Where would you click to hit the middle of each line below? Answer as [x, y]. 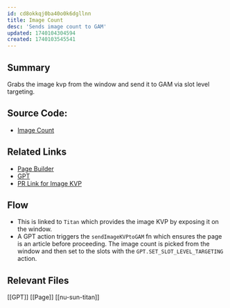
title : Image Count [35, 20]
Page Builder [35, 169]
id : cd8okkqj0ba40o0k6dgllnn [49, 14]
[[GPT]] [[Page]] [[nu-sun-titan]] [53, 297]
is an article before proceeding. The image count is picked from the [113, 244]
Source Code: [37, 113]
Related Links [37, 152]
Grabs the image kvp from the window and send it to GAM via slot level [108, 84]
